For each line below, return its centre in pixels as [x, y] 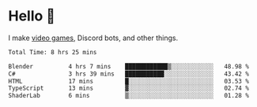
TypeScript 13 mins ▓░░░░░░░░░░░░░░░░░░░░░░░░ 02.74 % [128, 89]
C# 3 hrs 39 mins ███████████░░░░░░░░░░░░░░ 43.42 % [128, 74]
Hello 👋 [32, 16]
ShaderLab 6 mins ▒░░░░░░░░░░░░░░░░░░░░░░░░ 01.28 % [128, 96]
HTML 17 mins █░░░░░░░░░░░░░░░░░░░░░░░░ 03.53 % [128, 81]
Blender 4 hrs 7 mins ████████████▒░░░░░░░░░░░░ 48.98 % [128, 66]
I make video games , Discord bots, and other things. [93, 38]
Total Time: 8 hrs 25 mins [53, 52]
